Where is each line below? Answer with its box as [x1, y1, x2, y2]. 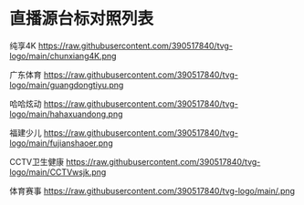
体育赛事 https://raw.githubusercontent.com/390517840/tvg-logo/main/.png [9, 185, 295, 196]
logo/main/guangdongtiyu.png [9, 79, 124, 90]
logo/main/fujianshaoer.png [9, 138, 113, 149]
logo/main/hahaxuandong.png [9, 108, 123, 119]
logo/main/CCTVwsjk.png [9, 166, 107, 178]
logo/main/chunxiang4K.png [9, 50, 117, 61]
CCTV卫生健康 [9, 156, 65, 167]
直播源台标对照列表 [9, 8, 154, 29]
